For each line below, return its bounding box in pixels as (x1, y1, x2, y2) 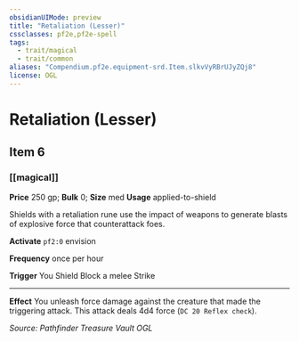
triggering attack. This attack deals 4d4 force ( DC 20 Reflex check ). (9, 305, 257, 316)
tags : (9, 37, 29, 47)
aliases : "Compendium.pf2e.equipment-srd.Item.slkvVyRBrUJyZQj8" (9, 63, 256, 72)
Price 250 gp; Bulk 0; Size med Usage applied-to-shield (9, 191, 216, 202)
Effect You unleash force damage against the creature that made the (9, 296, 261, 306)
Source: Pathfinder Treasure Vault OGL (9, 322, 153, 333)
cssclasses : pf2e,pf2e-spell (9, 29, 117, 38)
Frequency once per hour (9, 253, 104, 264)
